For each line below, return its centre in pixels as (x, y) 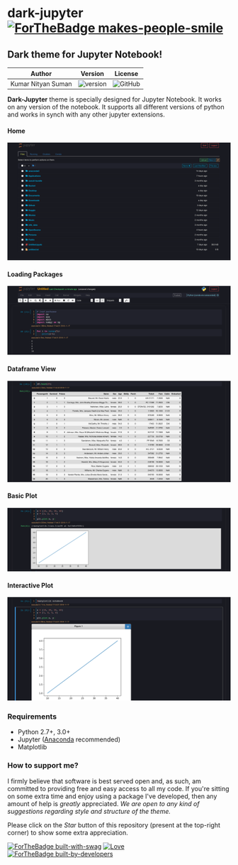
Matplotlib (32, 747)
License (126, 73)
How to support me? (43, 766)
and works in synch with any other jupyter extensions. (86, 114)
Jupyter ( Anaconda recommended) (69, 739)
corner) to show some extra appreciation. (68, 832)
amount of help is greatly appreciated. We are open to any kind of (103, 803)
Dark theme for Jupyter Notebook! (85, 54)
